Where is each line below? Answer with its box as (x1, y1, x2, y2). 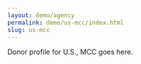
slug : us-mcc (7, 26, 50, 34)
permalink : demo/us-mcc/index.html (7, 19, 124, 27)
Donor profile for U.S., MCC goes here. (7, 48, 133, 57)
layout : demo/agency (7, 11, 76, 20)
